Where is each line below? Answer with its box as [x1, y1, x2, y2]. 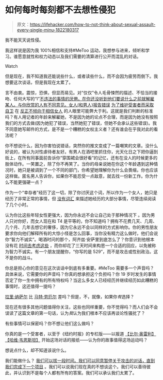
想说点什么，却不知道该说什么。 [5, 347, 69, 353]
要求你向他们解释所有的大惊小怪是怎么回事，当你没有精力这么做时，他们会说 [5, 230, 158, 236]
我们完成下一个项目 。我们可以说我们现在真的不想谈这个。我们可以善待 [5, 363, 147, 369]
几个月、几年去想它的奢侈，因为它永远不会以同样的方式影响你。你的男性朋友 [5, 224, 158, 230]
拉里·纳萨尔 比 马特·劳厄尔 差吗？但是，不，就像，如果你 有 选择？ [5, 293, 134, 300]
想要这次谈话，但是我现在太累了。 [5, 79, 73, 85]
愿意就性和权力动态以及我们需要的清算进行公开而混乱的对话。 [17, 53, 141, 59]
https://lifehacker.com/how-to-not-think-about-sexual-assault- [30, 21, 156, 27]
